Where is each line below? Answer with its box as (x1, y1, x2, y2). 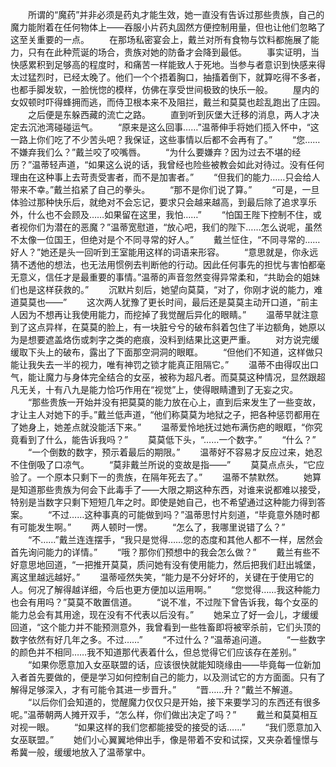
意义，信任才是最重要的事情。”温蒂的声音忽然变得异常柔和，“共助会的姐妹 (18, 271, 321, 283)
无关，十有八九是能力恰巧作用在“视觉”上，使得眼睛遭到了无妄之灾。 (18, 384, 299, 395)
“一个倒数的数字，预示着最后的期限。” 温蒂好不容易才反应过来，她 (27, 446, 315, 458)
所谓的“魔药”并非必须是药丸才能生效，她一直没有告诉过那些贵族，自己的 (27, 9, 325, 20)
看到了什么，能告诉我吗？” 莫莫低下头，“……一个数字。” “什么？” (18, 434, 317, 445)
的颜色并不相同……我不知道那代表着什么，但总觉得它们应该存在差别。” (10, 646, 297, 658)
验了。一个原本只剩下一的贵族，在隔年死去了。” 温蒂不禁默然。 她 (10, 471, 313, 483)
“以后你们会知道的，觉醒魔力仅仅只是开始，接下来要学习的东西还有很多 (27, 696, 322, 708)
